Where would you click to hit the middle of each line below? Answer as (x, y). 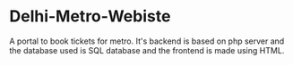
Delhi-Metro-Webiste (90, 16)
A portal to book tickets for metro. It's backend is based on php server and (147, 41)
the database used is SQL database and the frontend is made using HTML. (147, 50)
